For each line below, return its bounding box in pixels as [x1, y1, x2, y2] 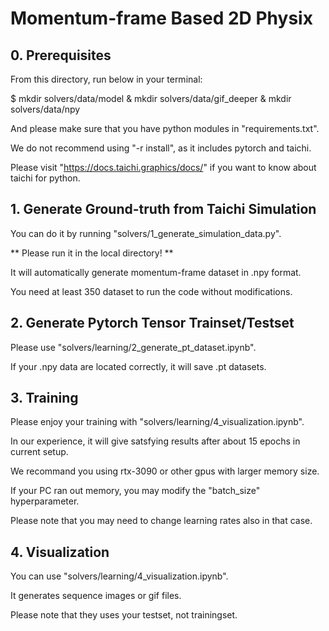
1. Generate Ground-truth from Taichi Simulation [10, 201, 317, 218]
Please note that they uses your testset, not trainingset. [10, 609, 238, 621]
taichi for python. [10, 172, 81, 184]
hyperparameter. [10, 495, 80, 507]
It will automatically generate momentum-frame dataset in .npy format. [10, 266, 302, 278]
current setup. [10, 446, 69, 458]
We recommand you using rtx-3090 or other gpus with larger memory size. [10, 465, 320, 477]
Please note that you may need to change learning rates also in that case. [10, 515, 313, 527]
